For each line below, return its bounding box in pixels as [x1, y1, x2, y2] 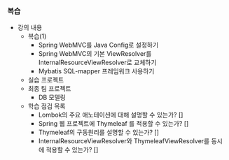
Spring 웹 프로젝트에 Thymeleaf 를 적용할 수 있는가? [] [38, 119, 189, 128]
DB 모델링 [38, 93, 67, 102]
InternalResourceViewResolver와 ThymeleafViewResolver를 [38, 137, 210, 145]
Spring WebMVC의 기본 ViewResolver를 [38, 50, 152, 58]
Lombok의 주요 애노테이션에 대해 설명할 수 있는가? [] [38, 110, 183, 119]
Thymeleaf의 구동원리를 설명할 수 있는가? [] [38, 128, 160, 137]
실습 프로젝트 [27, 75, 64, 85]
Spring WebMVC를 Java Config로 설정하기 [38, 41, 159, 50]
